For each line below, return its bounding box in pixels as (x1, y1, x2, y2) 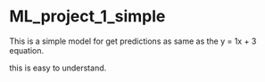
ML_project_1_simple (9, 6, 166, 27)
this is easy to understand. (9, 62, 107, 73)
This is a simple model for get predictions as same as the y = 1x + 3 (9, 36, 257, 46)
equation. (9, 45, 45, 55)
